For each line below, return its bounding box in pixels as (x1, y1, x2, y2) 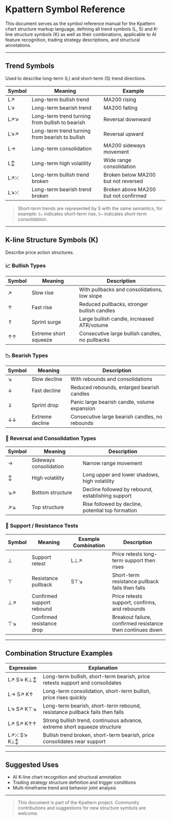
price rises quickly (43, 694, 87, 701)
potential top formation (82, 507, 137, 514)
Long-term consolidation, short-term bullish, (43, 687, 151, 695)
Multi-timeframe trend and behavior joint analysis (12, 785, 116, 791)
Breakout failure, (111, 613, 152, 621)
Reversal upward (103, 130, 144, 137)
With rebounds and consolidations (70, 376, 153, 383)
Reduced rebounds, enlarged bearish (70, 384, 159, 391)
